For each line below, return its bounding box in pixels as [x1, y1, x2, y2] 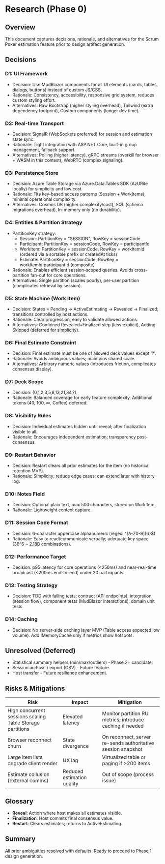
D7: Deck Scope [5, 378, 44, 385]
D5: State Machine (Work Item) [5, 295, 80, 302]
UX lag [62, 757, 79, 764]
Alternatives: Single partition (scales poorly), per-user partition [12, 277, 139, 283]
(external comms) [7, 777, 49, 784]
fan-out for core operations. [30, 272, 87, 278]
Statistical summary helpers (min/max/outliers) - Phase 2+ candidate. [12, 659, 153, 665]
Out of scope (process [102, 771, 154, 778]
